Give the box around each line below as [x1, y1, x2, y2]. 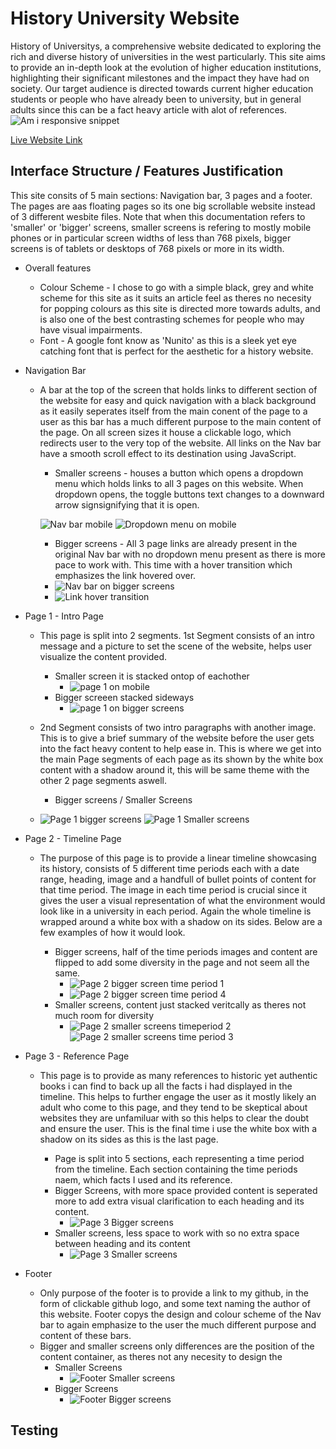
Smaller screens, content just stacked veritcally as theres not [54, 998, 307, 1011]
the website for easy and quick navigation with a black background [39, 394, 317, 406]
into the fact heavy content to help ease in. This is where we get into [39, 742, 322, 754]
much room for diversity [54, 1009, 155, 1021]
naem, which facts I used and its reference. [54, 1173, 233, 1186]
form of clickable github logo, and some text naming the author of [39, 1297, 311, 1309]
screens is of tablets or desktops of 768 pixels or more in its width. [10, 242, 285, 254]
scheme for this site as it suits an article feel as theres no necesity [39, 292, 312, 304]
